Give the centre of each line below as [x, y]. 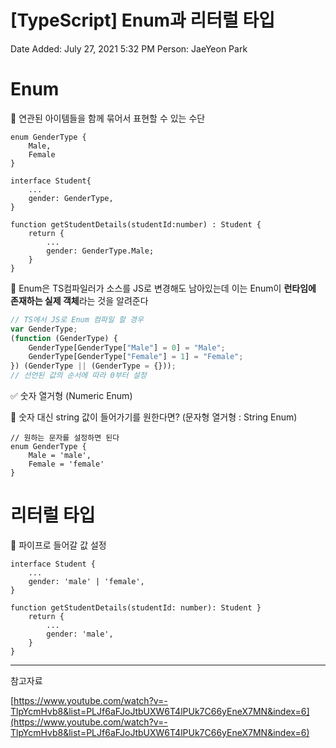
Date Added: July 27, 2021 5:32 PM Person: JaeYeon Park [129, 48]
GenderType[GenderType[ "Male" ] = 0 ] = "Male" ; [127, 347]
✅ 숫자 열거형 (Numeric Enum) [71, 395]
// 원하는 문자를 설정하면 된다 [65, 438]
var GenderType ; [44, 329]
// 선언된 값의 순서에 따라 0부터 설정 [78, 376]
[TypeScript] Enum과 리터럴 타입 [142, 20]
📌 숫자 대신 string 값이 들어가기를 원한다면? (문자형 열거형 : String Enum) [154, 417]
